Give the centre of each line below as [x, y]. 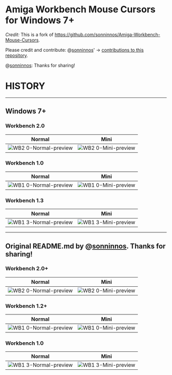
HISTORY [25, 86]
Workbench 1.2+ [26, 306]
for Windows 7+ [40, 20]
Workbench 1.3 [25, 200]
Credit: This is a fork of [29, 34]
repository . [17, 55]
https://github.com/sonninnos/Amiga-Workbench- [107, 34]
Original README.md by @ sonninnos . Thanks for [85, 246]
